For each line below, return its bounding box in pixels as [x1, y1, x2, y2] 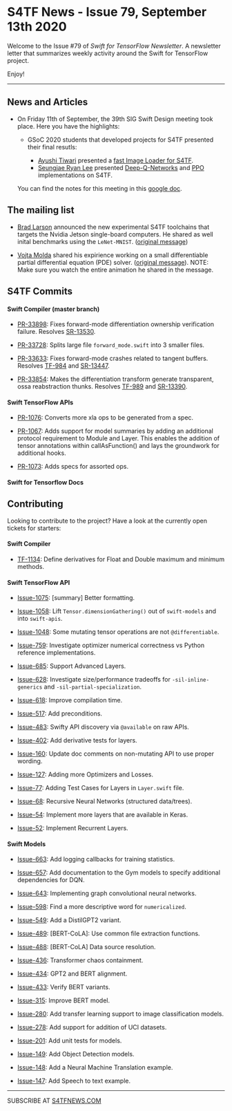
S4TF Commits [7, 285, 72, 297]
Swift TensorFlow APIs [7, 398, 74, 407]
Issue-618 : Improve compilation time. [17, 696, 123, 704]
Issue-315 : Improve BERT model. [17, 996, 110, 1005]
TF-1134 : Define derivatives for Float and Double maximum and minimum [17, 554, 225, 563]
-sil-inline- [171, 677, 209, 684]
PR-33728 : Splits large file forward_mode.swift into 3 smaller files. [17, 341, 205, 349]
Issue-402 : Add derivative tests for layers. [17, 736, 137, 745]
